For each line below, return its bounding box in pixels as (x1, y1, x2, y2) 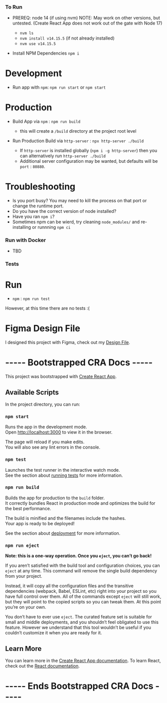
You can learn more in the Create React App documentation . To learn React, (5, 657, 161, 663)
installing (12, 224, 31, 230)
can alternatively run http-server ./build (19, 153, 106, 159)
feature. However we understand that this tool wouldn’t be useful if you (5, 624, 151, 630)
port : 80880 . (19, 164, 45, 170)
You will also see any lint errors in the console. (5, 444, 101, 450)
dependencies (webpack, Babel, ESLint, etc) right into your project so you (5, 588, 157, 594)
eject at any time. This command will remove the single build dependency (5, 568, 158, 574)
